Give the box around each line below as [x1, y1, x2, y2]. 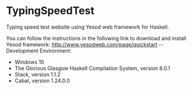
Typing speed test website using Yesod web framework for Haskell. [6, 23, 169, 30]
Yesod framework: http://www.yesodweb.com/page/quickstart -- [6, 41, 164, 48]
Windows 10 [14, 58, 45, 65]
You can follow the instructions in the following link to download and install [6, 34, 187, 41]
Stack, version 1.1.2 [14, 71, 61, 78]
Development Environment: [6, 47, 72, 54]
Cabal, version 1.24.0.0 [14, 77, 70, 84]
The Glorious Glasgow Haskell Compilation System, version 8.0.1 [14, 64, 170, 71]
